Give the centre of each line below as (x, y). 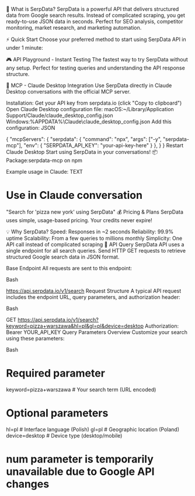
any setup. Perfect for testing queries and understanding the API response (95, 68)
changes (28, 484)
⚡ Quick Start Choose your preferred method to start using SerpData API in (96, 39)
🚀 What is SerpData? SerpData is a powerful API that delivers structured (93, 9)
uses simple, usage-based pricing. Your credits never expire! (79, 220)
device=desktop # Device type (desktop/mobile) (64, 435)
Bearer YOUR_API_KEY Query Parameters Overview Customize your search (97, 332)
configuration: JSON (31, 128)
